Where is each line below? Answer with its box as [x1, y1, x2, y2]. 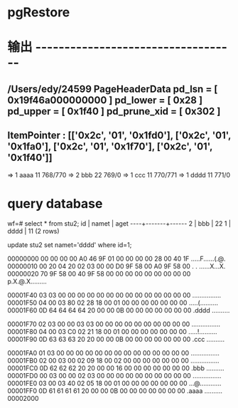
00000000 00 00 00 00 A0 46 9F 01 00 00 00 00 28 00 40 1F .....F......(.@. [7, 254, 226, 263]
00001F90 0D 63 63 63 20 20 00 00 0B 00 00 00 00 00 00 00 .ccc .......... [7, 335, 225, 343]
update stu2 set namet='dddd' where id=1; [7, 240, 132, 249]
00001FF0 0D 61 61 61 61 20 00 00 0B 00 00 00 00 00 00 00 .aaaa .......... [7, 386, 222, 395]
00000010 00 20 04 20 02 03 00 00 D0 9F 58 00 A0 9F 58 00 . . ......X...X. [7, 261, 226, 271]
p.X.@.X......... [7, 277, 48, 286]
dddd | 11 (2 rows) [7, 226, 60, 235]
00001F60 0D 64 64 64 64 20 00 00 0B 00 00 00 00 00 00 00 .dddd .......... [7, 305, 230, 314]
